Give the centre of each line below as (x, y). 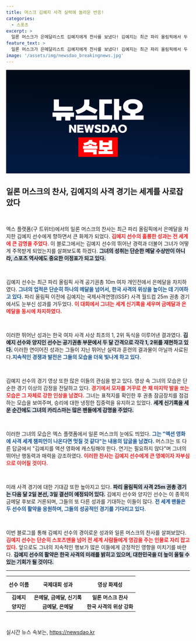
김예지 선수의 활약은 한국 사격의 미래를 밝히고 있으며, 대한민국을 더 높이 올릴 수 (101, 555)
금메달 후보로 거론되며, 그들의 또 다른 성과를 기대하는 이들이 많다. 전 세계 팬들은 (96, 502)
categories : (20, 18)
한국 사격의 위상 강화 (110, 606)
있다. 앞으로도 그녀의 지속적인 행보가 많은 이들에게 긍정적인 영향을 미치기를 (91, 547)
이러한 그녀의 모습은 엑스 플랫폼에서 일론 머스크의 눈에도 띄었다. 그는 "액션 (90, 434)
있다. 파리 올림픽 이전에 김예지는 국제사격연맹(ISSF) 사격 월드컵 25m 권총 (95, 297)
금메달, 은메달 (58, 606)
